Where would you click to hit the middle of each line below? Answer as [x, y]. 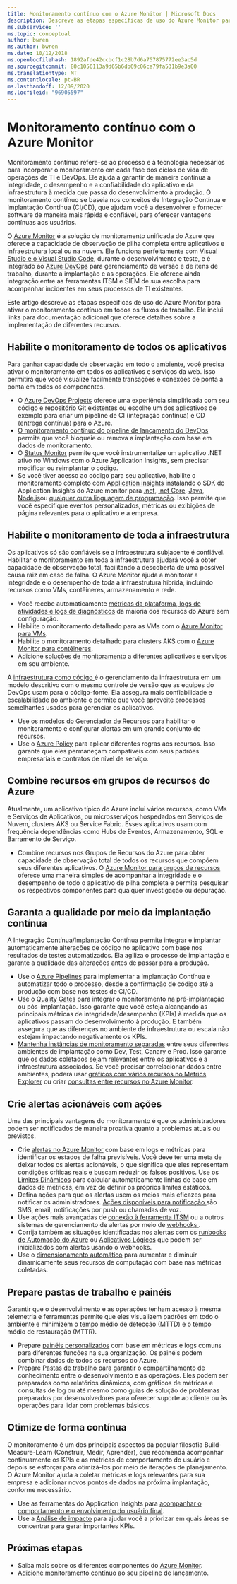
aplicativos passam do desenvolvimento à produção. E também [110, 1021]
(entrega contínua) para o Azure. [65, 423]
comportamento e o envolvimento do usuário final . [91, 1510]
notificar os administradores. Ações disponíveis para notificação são [117, 1202]
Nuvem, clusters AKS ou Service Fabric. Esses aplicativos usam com [107, 823]
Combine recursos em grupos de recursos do [109, 781]
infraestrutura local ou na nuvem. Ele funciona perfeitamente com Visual [113, 251]
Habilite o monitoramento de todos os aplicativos [117, 347]
